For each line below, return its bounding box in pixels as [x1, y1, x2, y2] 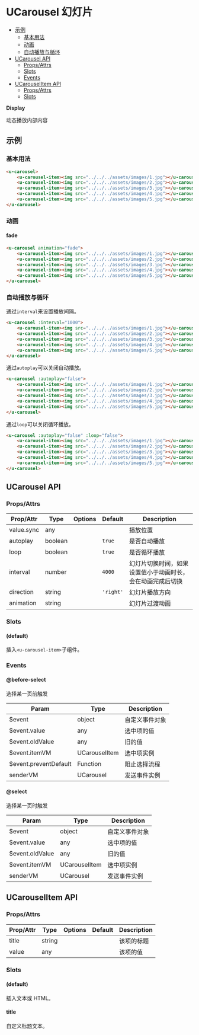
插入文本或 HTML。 [6, 994, 54, 1002]
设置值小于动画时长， [129, 568, 189, 577]
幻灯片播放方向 [129, 588, 171, 596]
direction [9, 588, 34, 596]
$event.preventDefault [9, 759, 72, 768]
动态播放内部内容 [6, 116, 48, 123]
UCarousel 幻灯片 [6, 5, 93, 19]
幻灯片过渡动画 [129, 599, 171, 608]
